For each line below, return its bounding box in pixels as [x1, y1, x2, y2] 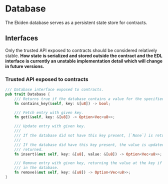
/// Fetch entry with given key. [14, 110, 84, 115]
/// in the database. [14, 165, 59, 170]
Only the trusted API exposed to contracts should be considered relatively [5, 47, 157, 53]
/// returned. [14, 147, 43, 152]
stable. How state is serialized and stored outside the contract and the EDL [5, 52, 162, 58]
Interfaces [5, 34, 38, 42]
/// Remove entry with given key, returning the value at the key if [14, 160, 162, 165]
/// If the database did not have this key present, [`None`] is [14, 133, 153, 138]
